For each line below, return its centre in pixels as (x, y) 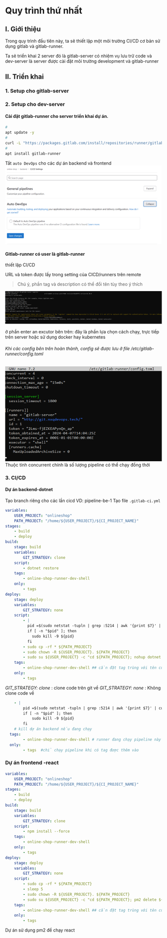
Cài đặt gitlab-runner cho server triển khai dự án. (57, 116)
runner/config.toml (24, 354)
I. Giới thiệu (23, 29)
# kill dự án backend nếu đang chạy (53, 729)
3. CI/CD (16, 478)
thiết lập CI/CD (20, 265)
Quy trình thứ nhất (44, 11)
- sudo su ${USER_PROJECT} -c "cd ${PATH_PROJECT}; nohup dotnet (92, 657)
